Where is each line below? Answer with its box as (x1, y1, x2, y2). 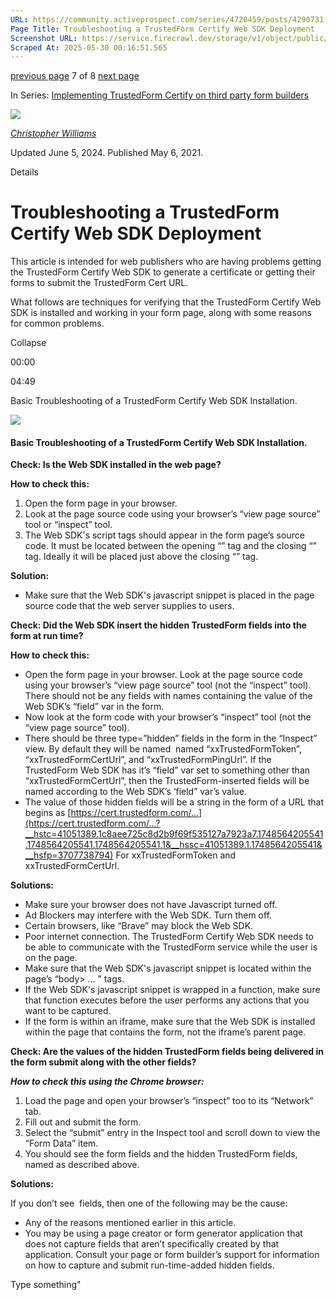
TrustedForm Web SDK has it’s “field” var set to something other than (24, 764, 311, 776)
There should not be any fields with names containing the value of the (24, 690, 313, 702)
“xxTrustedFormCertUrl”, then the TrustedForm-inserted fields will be (24, 775, 310, 787)
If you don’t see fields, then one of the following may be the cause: (10, 1197, 288, 1210)
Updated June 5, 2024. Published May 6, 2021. (10, 147, 204, 159)
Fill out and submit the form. (24, 1116, 142, 1128)
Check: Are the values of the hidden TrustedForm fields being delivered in (10, 1046, 324, 1058)
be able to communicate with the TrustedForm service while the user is (24, 941, 318, 953)
